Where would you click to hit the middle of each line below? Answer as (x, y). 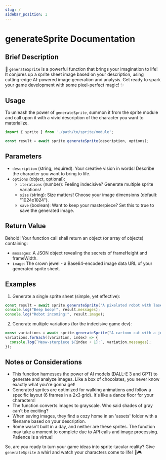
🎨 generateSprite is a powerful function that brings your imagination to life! (82, 69)
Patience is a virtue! (32, 437)
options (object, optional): (39, 179)
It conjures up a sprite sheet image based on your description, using (75, 74)
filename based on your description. (49, 421)
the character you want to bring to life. (51, 173)
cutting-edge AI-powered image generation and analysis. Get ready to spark (83, 79)
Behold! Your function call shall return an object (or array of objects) (74, 238)
